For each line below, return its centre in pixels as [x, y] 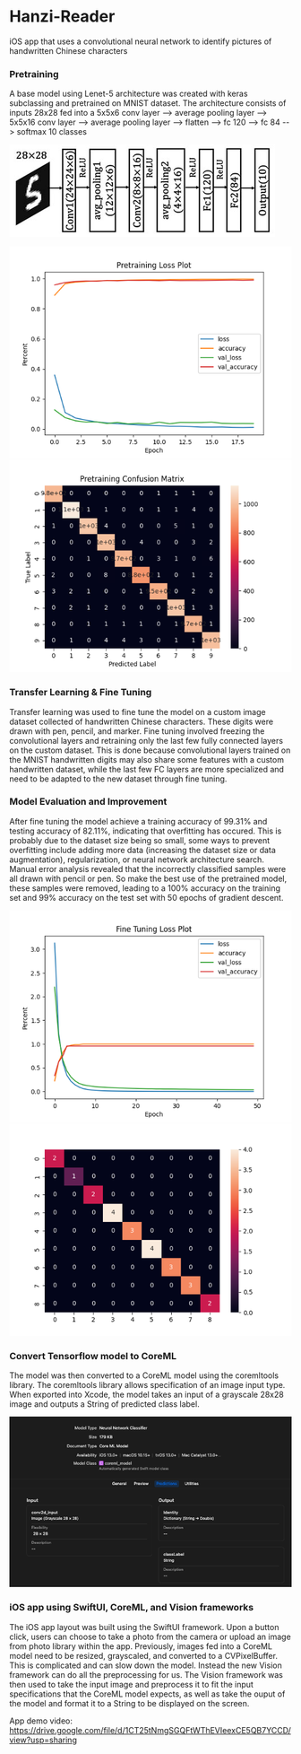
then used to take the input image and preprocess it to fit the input [131, 1684]
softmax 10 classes [52, 132]
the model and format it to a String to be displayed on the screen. [129, 1703]
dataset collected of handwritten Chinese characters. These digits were [142, 721]
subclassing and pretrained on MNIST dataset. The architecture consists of [148, 103]
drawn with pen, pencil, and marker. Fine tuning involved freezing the [137, 731]
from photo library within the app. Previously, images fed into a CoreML [141, 1646]
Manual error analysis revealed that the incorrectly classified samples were [148, 868]
